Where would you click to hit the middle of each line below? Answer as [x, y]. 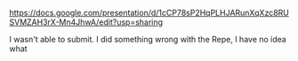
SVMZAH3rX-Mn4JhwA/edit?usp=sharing [86, 22]
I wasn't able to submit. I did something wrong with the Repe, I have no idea [148, 39]
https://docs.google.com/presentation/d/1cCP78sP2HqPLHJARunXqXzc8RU [149, 13]
